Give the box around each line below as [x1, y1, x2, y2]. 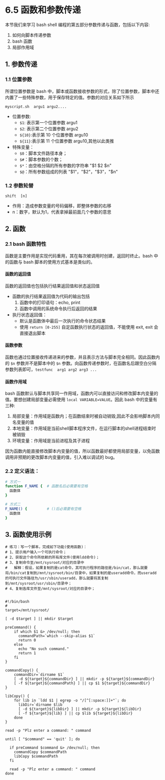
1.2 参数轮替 [5, 182, 34, 189]
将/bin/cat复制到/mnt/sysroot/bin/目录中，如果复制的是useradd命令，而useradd [5, 571, 157, 576]
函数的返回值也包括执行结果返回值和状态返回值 [5, 283, 100, 289]
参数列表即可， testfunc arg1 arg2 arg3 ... [5, 366, 97, 372]
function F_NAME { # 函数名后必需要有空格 [5, 484, 88, 489]
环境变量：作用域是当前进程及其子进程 [12, 438, 90, 444]
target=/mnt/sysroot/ [5, 608, 50, 613]
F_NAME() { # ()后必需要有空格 [5, 506, 82, 511]
